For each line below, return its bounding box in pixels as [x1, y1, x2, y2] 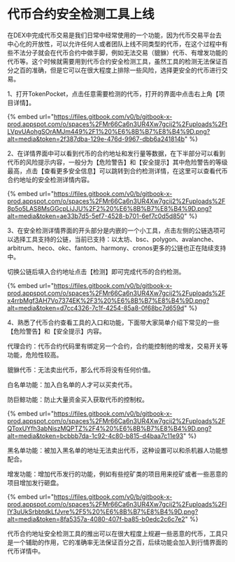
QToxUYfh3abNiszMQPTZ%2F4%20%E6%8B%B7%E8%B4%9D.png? [7, 424, 212, 432]
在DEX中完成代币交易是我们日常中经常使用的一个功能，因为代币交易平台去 [7, 31, 222, 39]
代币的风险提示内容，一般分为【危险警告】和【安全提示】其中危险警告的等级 [7, 158, 228, 166]
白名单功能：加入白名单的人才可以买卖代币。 [7, 380, 136, 389]
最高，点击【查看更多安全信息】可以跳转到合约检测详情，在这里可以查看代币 [7, 166, 228, 175]
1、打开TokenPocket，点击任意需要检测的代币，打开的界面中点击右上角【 [7, 89, 219, 98]
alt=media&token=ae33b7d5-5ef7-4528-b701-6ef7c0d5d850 [7, 212, 185, 220]
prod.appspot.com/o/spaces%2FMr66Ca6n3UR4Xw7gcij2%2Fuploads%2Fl [7, 500, 227, 508]
